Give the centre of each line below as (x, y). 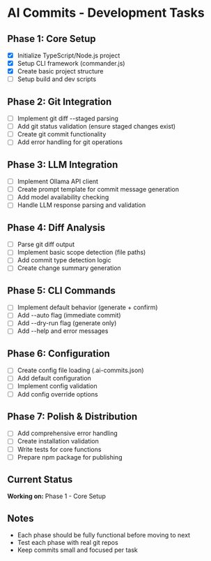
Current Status (40, 480)
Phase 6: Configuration (58, 354)
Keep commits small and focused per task (77, 550)
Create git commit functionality (62, 134)
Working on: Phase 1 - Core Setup (56, 496)
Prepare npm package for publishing (70, 457)
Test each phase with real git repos (68, 543)
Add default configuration (54, 378)
